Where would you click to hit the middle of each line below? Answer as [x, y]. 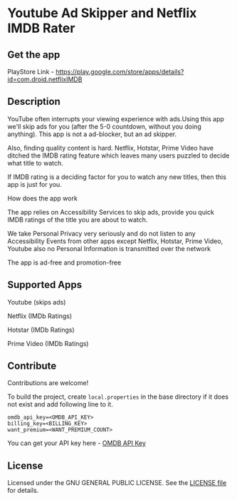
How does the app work [43, 198]
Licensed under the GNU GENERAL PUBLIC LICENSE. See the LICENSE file [117, 483]
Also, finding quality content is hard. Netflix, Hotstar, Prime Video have [110, 148]
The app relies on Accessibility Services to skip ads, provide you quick [111, 212]
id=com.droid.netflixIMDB [45, 79]
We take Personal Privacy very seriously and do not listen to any [101, 233]
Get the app [34, 55]
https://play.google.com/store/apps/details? [120, 72]
